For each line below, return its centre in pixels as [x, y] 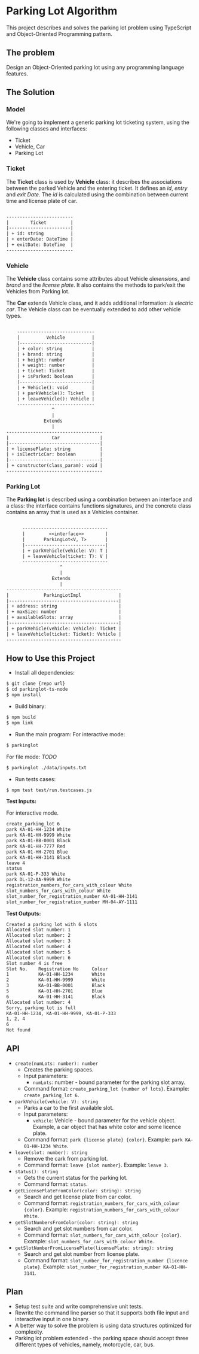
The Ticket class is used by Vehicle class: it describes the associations [94, 181]
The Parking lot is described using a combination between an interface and [99, 500]
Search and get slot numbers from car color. [78, 1228]
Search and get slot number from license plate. [82, 1254]
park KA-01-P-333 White [36, 874]
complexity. [29, 1332]
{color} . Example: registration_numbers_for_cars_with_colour [102, 1209]
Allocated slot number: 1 [38, 930]
